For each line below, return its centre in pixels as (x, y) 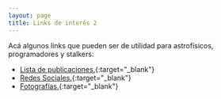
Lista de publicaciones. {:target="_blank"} (87, 69)
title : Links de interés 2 (53, 23)
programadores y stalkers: (51, 54)
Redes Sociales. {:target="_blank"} (76, 78)
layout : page (30, 15)
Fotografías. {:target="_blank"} (69, 86)
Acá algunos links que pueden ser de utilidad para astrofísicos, (111, 45)
